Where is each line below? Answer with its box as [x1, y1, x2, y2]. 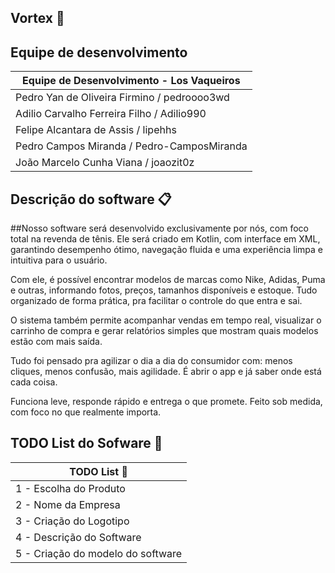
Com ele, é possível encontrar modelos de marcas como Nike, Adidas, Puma [10, 274, 326, 286]
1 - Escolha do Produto [15, 481, 126, 495]
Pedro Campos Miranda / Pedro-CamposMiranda [15, 139, 248, 153]
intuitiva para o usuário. [10, 254, 108, 266]
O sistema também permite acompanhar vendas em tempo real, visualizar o [10, 314, 322, 326]
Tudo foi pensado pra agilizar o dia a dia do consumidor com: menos [10, 355, 293, 367]
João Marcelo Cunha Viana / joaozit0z [15, 156, 195, 170]
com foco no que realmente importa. [10, 406, 162, 418]
